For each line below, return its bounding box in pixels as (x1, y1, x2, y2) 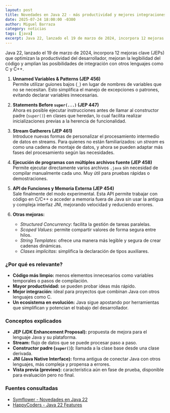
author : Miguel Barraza (5, 21, 56, 27)
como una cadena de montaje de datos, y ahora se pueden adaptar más (12, 144, 163, 150)
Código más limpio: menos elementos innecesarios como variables (12, 272, 154, 278)
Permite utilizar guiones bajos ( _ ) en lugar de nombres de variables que (12, 81, 162, 87)
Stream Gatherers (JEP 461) (12, 128, 72, 134)
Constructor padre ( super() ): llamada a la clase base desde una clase (12, 345, 159, 351)
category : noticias (5, 26, 47, 31)
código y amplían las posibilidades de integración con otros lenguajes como (5, 60, 163, 67)
